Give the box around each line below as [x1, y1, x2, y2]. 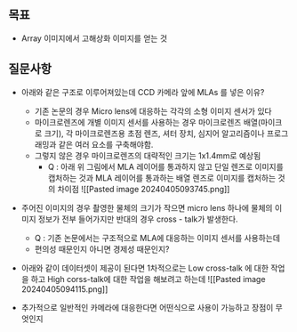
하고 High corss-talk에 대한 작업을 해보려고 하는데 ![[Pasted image [30, 273, 266, 284]
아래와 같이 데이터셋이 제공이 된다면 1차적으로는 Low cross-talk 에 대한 [20, 263, 269, 273]
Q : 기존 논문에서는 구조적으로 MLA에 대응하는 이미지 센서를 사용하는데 [34, 232, 281, 243]
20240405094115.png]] [20, 283, 108, 295]
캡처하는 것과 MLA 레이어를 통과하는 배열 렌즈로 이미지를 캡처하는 [47, 172, 277, 183]
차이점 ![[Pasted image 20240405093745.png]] [57, 183, 230, 194]
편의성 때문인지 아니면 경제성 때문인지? [34, 243, 170, 255]
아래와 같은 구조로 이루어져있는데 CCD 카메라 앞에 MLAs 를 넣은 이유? [20, 86, 265, 97]
